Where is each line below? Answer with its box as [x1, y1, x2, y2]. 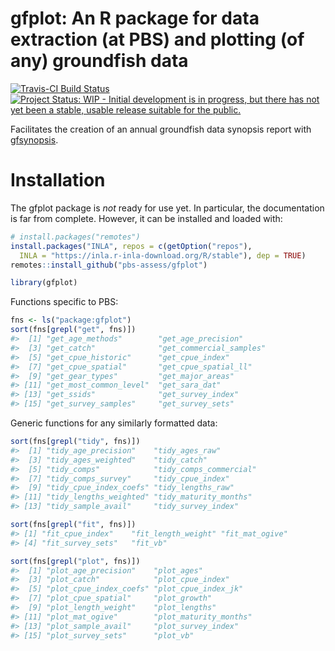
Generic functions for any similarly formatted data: [10, 417, 218, 429]
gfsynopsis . [10, 133, 59, 146]
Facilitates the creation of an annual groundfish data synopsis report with [10, 123, 312, 135]
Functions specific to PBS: [10, 296, 119, 308]
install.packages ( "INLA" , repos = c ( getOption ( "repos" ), [10, 241, 253, 251]
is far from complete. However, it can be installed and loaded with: [10, 212, 283, 224]
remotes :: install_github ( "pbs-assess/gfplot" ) [10, 260, 208, 270]
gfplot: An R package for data [10, 7, 260, 30]
